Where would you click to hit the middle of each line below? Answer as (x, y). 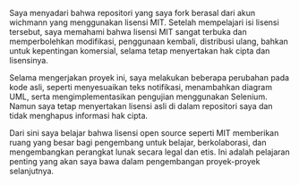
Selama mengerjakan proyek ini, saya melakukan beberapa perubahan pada (149, 78)
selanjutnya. (32, 171)
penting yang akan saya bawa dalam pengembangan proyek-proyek (135, 161)
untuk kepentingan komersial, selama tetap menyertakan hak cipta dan (140, 51)
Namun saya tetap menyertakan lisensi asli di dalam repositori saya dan (141, 106)
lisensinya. (29, 60)
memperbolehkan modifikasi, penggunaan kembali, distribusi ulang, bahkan (149, 41)
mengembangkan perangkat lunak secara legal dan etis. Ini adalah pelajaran (149, 152)
